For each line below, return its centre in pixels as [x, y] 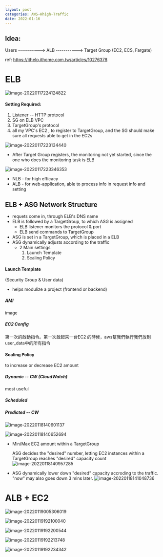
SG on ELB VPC [28, 120]
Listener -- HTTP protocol [38, 115]
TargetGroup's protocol [36, 126]
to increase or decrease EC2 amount [42, 365]
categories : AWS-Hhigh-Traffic [37, 14]
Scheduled [16, 400]
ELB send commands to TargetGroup [57, 232]
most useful [17, 389]
